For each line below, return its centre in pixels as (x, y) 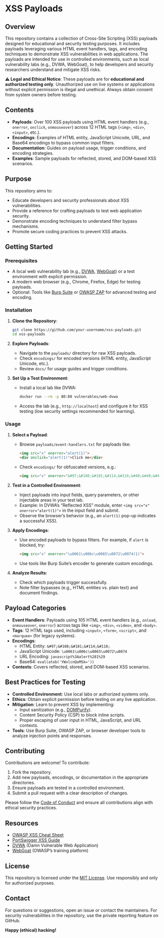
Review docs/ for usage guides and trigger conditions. (74, 369)
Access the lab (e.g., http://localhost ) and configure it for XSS (83, 406)
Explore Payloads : (31, 344)
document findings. (39, 593)
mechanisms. (26, 226)
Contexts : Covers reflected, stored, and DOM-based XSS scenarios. (81, 667)
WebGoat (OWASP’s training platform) (50, 851)
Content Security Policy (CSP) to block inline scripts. (72, 715)
